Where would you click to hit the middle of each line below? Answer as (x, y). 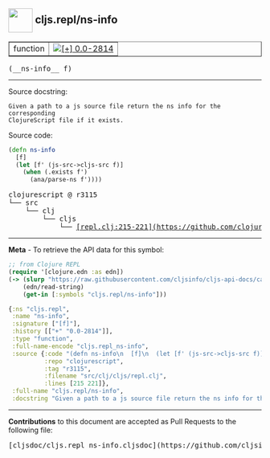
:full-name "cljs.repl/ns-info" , (68, 391)
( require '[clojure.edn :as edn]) (66, 272)
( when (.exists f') (55, 172)
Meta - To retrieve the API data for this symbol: (86, 250)
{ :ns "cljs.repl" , (39, 309)
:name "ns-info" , (41, 317)
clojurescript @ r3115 (53, 195)
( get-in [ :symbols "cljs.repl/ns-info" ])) (95, 294)
